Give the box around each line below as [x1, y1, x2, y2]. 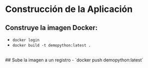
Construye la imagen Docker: [5, 23, 98, 32]
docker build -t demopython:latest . [12, 43, 91, 48]
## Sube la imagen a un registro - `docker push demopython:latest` [5, 57, 144, 63]
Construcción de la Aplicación [5, 3, 133, 15]
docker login [12, 37, 40, 42]
